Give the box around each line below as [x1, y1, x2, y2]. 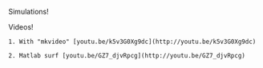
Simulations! [8, 7, 50, 16]
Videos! [8, 22, 34, 31]
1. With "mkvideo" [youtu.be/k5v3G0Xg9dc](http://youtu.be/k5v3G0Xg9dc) [8, 38, 257, 46]
